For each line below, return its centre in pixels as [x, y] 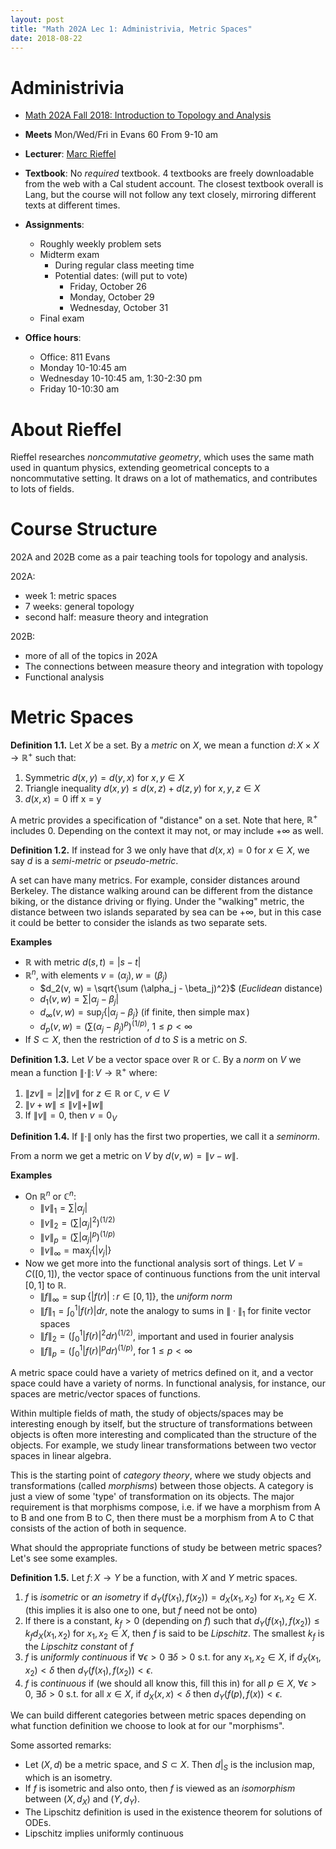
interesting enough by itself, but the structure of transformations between [161, 1423]
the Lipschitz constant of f [79, 1647]
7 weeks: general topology [79, 607]
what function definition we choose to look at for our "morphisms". [147, 1726]
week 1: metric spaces [70, 596]
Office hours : [53, 338]
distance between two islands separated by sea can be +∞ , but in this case [166, 912]
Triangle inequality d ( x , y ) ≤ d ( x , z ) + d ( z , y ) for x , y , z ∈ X [142, 788]
